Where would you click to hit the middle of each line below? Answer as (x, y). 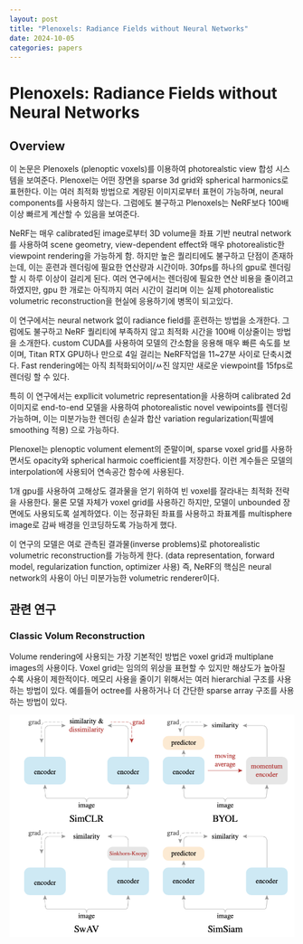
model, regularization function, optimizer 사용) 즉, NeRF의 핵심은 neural (141, 567)
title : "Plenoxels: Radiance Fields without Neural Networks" (129, 28)
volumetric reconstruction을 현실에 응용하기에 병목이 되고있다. (121, 301)
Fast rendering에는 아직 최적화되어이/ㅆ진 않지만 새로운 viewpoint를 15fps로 (157, 365)
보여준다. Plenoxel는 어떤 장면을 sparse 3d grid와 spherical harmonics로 (157, 180)
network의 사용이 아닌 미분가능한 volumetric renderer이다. (114, 578)
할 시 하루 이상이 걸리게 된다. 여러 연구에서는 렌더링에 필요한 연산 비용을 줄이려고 (151, 278)
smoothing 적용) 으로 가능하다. (64, 430)
